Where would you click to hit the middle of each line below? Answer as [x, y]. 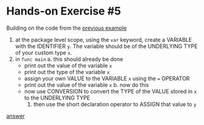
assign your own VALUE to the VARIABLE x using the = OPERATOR [107, 78]
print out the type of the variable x [67, 72]
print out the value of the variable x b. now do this [86, 85]
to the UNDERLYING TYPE [57, 98]
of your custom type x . [44, 52]
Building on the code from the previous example [66, 28]
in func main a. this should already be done [69, 59]
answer [16, 116]
